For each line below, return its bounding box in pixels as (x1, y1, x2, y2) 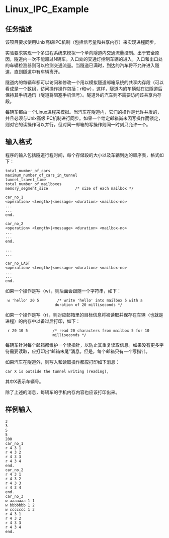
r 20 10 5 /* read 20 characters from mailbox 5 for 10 (7, 328, 150, 333)
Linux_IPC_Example (5, 4, 89, 15)
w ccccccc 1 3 (5, 507, 35, 512)
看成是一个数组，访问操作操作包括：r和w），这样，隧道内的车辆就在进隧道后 (5, 86, 162, 92)
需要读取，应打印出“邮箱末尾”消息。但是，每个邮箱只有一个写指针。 (9, 348, 150, 354)
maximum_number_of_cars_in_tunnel (5, 173, 78, 178)
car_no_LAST (5, 261, 30, 266)
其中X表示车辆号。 (5, 378, 44, 385)
